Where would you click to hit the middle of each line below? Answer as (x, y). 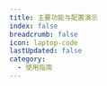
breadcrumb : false (44, 34)
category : (28, 59)
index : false (34, 26)
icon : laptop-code (44, 43)
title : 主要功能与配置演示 (54, 17)
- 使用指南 (35, 68)
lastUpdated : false (46, 51)
